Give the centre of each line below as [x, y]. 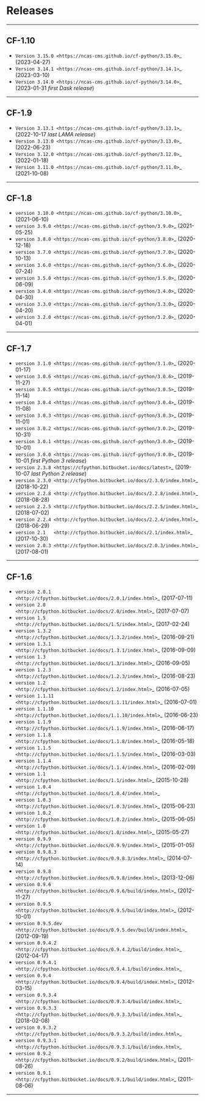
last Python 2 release [58, 474]
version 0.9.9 [33, 839]
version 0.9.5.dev [38, 924]
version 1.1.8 [33, 735]
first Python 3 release [57, 461]
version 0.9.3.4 [36, 995]
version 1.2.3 [33, 670]
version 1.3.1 [33, 644]
